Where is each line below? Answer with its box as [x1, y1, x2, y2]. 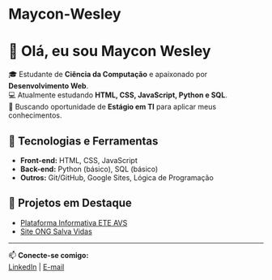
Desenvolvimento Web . [8, 81, 89, 91]
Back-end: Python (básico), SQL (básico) [19, 164, 159, 174]
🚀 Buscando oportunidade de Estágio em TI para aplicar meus [8, 102, 217, 112]
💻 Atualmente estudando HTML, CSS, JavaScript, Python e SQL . [8, 90, 228, 100]
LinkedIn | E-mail [8, 261, 65, 272]
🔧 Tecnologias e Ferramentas [8, 134, 159, 148]
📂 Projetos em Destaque [8, 196, 132, 210]
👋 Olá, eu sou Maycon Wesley [8, 42, 211, 61]
